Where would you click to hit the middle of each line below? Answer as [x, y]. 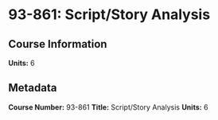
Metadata [33, 88]
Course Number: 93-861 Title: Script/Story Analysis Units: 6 [108, 107]
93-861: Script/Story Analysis [109, 15]
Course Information [58, 44]
